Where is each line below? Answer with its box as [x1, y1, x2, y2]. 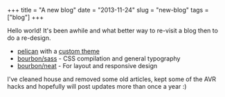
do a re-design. [7, 34, 51, 42]
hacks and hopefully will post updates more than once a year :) [7, 83, 187, 90]
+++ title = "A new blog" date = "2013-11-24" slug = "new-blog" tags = [7, 6, 209, 14]
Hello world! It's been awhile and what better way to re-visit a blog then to [7, 27, 218, 34]
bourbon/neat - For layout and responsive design [17, 62, 158, 69]
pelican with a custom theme [17, 47, 100, 55]
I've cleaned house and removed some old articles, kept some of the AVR [7, 75, 217, 83]
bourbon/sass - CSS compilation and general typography [17, 54, 181, 63]
